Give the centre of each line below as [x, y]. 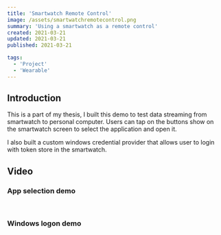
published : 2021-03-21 [39, 45]
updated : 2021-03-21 [37, 39]
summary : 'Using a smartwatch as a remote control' [82, 26]
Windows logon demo [44, 223]
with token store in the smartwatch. [57, 150]
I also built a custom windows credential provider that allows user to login [111, 143]
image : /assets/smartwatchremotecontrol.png [72, 20]
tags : [15, 58]
